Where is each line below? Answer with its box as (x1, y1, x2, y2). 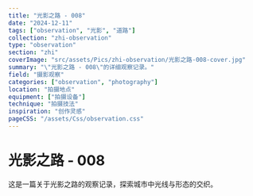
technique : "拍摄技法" (8, 100, 79, 108)
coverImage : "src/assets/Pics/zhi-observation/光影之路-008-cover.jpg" (8, 56, 247, 64)
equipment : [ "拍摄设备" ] (8, 93, 86, 101)
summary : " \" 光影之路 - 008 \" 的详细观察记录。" (8, 63, 155, 71)
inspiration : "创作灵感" (8, 108, 86, 116)
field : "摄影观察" (8, 71, 65, 79)
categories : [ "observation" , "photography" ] (8, 78, 158, 86)
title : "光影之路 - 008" (8, 11, 86, 20)
